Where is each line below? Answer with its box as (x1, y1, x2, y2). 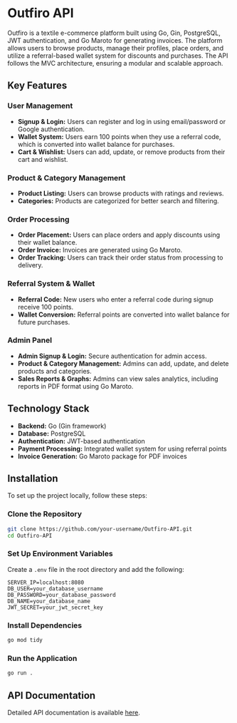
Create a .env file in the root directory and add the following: (7, 565, 184, 573)
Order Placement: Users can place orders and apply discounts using (17, 230, 221, 240)
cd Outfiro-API (7, 532, 53, 539)
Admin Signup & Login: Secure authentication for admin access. (17, 352, 207, 360)
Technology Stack (7, 403, 90, 415)
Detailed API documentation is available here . (7, 708, 140, 717)
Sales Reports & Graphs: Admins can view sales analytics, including (17, 374, 218, 383)
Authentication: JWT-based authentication (17, 436, 146, 445)
